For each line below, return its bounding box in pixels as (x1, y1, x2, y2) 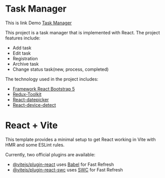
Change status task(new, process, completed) (12, 66, 109, 72)
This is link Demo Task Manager (5, 20, 72, 26)
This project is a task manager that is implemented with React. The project (5, 29, 160, 35)
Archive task (12, 61, 39, 67)
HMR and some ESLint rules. (5, 142, 65, 148)
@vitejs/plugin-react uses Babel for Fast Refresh (12, 161, 114, 167)
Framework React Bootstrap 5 (12, 85, 75, 92)
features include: (5, 35, 40, 41)
